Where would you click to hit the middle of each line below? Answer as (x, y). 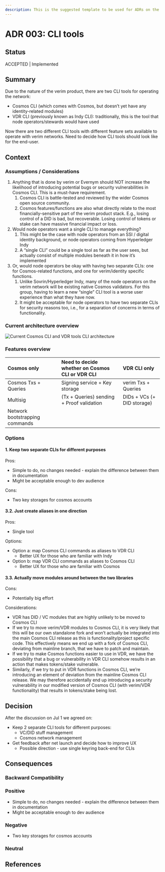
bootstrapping (24, 417)
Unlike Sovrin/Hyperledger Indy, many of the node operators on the (88, 282)
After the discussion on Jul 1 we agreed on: (49, 718)
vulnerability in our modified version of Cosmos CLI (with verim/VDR (81, 685)
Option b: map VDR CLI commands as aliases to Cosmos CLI (73, 561)
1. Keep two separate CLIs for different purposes (55, 450)
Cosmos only (23, 368)
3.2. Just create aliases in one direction (46, 511)
